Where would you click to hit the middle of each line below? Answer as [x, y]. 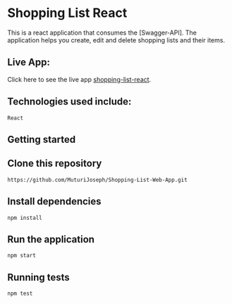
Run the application [51, 239]
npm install [25, 218]
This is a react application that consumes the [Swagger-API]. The [102, 33]
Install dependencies [54, 202]
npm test [20, 294]
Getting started [42, 139]
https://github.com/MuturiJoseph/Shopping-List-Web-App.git [98, 180]
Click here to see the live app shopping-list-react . [79, 79]
